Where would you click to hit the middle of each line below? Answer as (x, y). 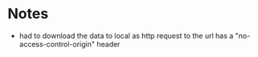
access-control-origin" (57, 44)
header (109, 44)
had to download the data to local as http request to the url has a (126, 36)
